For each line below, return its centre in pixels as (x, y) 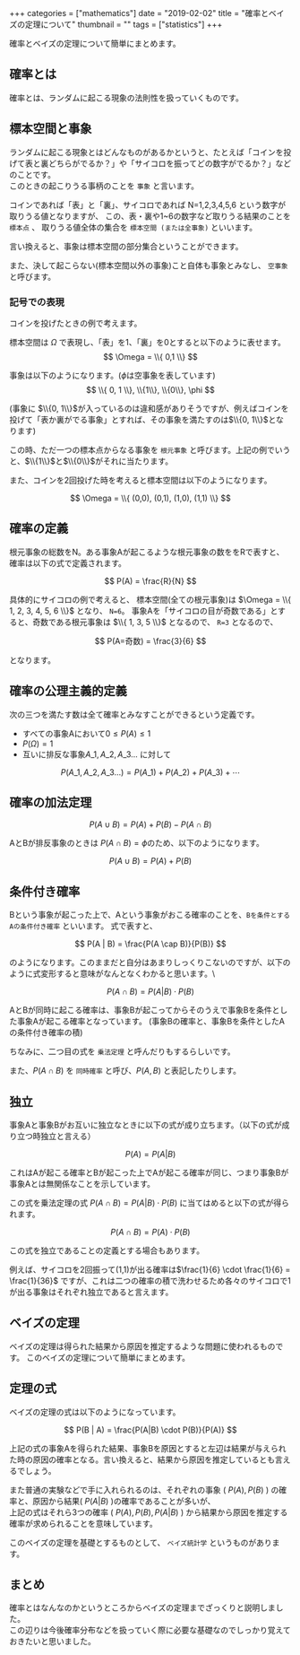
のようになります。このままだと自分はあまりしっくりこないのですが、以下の (150, 963)
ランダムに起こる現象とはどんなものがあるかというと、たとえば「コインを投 (150, 152)
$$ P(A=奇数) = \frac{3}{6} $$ (150, 640)
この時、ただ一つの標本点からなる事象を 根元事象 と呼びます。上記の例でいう (150, 449)
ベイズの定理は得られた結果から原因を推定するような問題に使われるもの (142, 1346)
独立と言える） (68, 1136)
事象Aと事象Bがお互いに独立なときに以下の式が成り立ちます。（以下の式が (146, 1125)
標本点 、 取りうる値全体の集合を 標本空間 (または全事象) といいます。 (133, 227)
